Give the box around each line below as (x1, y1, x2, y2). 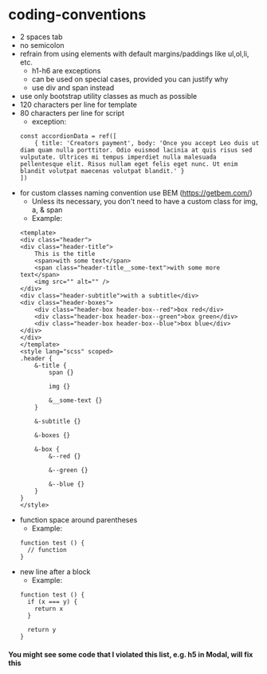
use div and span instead (31, 82, 115, 93)
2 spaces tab (19, 32, 63, 41)
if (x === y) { (27, 597, 78, 605)
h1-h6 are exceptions (31, 65, 101, 75)
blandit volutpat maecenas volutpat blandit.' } (19, 167, 185, 175)
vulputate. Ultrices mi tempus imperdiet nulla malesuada (19, 153, 217, 161)
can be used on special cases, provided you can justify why (31, 74, 229, 84)
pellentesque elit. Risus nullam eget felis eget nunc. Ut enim (19, 160, 238, 168)
